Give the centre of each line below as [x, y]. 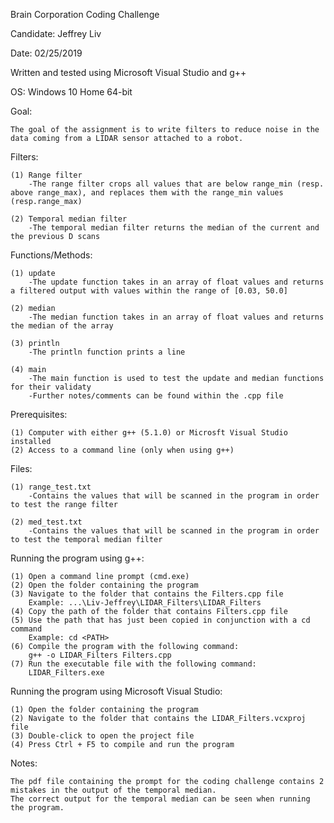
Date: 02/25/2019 [46, 53]
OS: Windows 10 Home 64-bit [71, 92]
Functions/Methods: [51, 255]
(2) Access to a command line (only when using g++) [122, 450]
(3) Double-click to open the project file [102, 736]
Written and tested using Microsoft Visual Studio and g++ [128, 72]
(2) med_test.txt [46, 522]
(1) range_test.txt [51, 487]
